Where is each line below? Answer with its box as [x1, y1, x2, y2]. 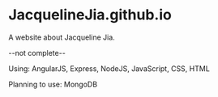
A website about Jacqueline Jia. [8, 32, 115, 42]
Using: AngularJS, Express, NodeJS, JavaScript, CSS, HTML [8, 63, 211, 74]
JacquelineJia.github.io [8, 6, 172, 24]
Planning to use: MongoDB [8, 79, 98, 89]
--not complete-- [8, 48, 66, 57]
